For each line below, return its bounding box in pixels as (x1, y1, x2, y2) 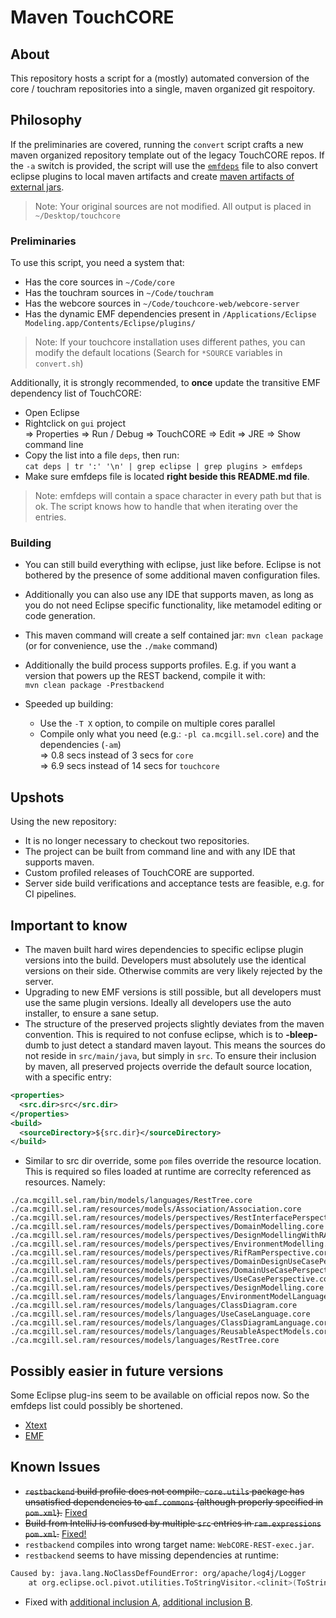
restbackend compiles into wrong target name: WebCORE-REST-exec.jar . (24, 1538, 315, 1550)
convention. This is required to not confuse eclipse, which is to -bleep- (24, 1029, 318, 1041)
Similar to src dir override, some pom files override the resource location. (24, 1155, 322, 1167)
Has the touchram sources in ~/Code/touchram (24, 287, 214, 299)
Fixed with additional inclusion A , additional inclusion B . (24, 1596, 253, 1608)
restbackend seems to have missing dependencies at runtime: (24, 1549, 280, 1561)
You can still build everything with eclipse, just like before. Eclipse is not (24, 559, 322, 571)
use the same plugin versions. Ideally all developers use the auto (24, 997, 292, 1009)
